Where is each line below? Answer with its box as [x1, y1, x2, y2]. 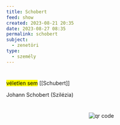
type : [6, 48, 20, 54]
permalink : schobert [6, 31, 58, 37]
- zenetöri [11, 43, 39, 49]
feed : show [6, 14, 34, 20]
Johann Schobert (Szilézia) [6, 91, 74, 98]
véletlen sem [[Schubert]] [6, 79, 71, 87]
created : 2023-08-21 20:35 [6, 20, 74, 26]
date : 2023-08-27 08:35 [6, 25, 66, 32]
